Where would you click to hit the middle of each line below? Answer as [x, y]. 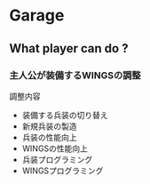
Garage [37, 16]
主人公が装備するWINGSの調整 [75, 75]
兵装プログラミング [57, 159]
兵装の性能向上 [49, 137]
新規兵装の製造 [49, 126]
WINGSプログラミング [63, 171]
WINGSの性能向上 [55, 148]
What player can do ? [69, 48]
